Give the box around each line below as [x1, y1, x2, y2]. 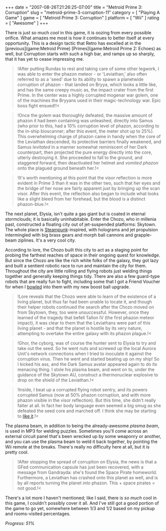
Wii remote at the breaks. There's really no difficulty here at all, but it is [5, 444, 150, 449]
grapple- [134, 232, 152, 238]
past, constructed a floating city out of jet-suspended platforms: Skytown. [5, 221, 157, 227]
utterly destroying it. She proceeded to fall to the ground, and [17, 155, 143, 161]
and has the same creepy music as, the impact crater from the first [17, 87, 154, 92]
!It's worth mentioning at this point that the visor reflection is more [17, 175, 152, 180]
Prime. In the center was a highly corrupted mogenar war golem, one [17, 92, 159, 98]
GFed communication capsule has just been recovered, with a [17, 464, 144, 470]
